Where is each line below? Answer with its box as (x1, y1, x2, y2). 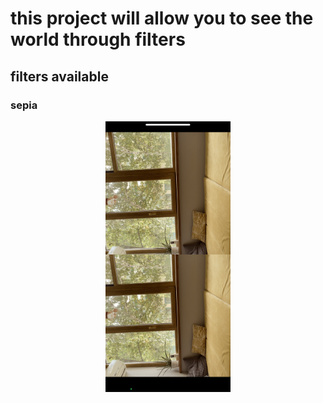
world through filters (10, 28, 186, 51)
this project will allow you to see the (10, 7, 314, 30)
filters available (10, 68, 109, 85)
